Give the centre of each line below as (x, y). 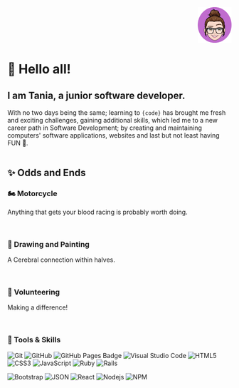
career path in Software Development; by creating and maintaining (105, 128)
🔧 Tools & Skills (34, 340)
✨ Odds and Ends (47, 173)
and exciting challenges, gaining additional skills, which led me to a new (113, 121)
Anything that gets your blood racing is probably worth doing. (97, 212)
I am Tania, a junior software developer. (96, 95)
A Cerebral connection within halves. (61, 260)
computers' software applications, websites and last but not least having (113, 136)
